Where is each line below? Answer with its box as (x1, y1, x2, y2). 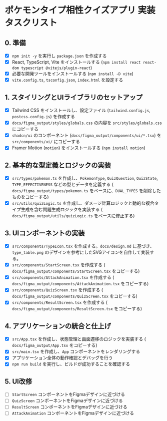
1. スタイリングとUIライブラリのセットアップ (4, 93, 143, 102)
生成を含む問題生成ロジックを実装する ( (20, 206, 103, 213)
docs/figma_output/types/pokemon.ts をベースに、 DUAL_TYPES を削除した (11, 188, 161, 194)
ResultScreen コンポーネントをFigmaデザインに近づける (11, 404, 127, 410)
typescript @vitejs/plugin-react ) (21, 65, 92, 71)
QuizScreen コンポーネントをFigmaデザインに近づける (11, 397, 123, 403)
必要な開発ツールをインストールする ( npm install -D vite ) (11, 71, 133, 77)
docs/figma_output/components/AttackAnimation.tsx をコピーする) (11, 281, 149, 287)
